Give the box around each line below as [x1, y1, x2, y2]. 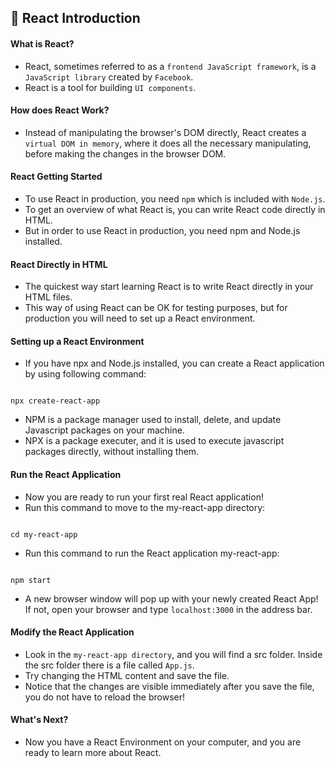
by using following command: [24, 368, 147, 380]
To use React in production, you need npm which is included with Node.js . [24, 193, 326, 205]
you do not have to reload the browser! [24, 691, 186, 703]
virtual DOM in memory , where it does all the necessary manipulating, [24, 137, 312, 149]
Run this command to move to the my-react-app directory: [24, 501, 266, 513]
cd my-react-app [10, 529, 78, 540]
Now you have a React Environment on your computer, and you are [24, 736, 302, 748]
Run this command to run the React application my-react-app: [24, 547, 280, 559]
